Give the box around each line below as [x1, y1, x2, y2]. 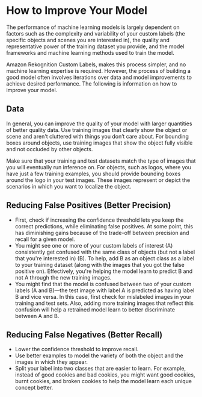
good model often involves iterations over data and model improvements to [6, 73, 192, 81]
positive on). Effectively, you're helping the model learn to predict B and [14, 267, 193, 275]
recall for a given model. [14, 236, 75, 243]
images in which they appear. [14, 358, 88, 366]
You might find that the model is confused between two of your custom [14, 280, 192, 287]
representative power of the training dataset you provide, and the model [6, 43, 185, 50]
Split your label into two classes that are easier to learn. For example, [14, 365, 186, 372]
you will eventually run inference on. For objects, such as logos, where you [6, 163, 191, 170]
